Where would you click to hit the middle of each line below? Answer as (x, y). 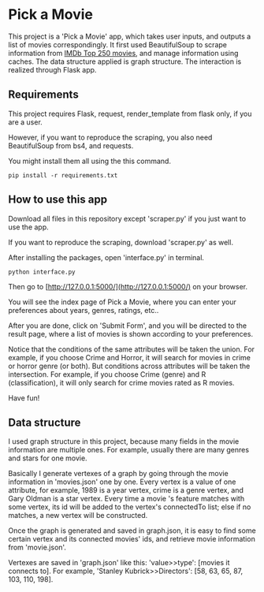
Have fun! (24, 398)
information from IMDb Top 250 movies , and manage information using (123, 53)
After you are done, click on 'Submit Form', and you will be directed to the (127, 326)
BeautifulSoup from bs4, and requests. (71, 145)
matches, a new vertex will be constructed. (78, 516)
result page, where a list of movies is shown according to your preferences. (131, 333)
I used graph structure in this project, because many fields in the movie (124, 441)
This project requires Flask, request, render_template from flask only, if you (130, 114)
